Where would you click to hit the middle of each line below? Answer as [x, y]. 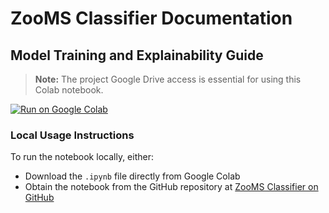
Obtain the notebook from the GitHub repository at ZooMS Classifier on [171, 187]
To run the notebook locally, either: [82, 157]
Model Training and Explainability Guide [137, 55]
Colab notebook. [69, 90]
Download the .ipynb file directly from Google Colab [132, 176]
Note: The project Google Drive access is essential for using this [168, 79]
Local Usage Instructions [72, 135]
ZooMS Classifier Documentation [151, 18]
